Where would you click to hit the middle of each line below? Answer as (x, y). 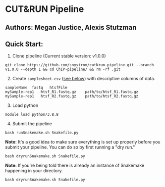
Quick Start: (24, 44)
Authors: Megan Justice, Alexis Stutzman (71, 27)
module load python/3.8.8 (32, 115)
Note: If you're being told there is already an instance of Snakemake (75, 165)
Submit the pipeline (32, 124)
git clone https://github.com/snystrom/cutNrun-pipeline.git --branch (80, 65)
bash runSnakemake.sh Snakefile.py (42, 133)
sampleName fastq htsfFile (36, 88)
